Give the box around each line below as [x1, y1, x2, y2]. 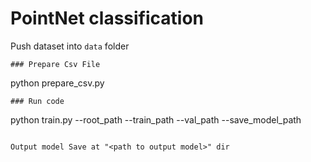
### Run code [10, 96, 65, 106]
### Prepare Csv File [10, 59, 101, 69]
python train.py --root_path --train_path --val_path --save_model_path [10, 113, 302, 126]
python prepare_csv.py [10, 77, 105, 89]
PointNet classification [10, 7, 205, 30]
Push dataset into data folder [10, 40, 130, 52]
